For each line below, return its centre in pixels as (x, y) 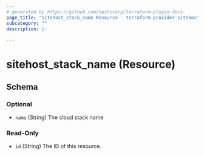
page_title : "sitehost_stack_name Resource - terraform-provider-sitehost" (104, 18)
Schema (22, 86)
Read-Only (23, 133)
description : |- (27, 29)
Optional (19, 104)
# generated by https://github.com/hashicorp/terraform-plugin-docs (95, 12)
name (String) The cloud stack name (59, 117)
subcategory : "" (27, 23)
